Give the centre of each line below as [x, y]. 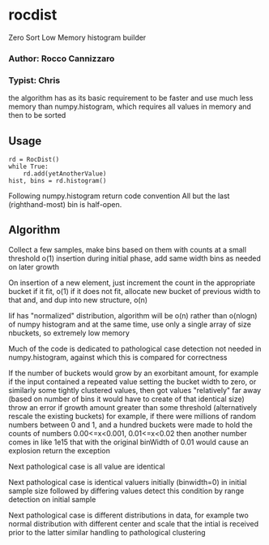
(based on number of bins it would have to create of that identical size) [126, 399]
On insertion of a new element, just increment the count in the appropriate [132, 283]
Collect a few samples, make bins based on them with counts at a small [128, 249]
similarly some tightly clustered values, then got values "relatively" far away [135, 390]
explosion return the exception [60, 450]
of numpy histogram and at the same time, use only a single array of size [130, 324]
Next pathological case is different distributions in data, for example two [128, 515]
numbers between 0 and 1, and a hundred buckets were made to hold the [130, 425]
